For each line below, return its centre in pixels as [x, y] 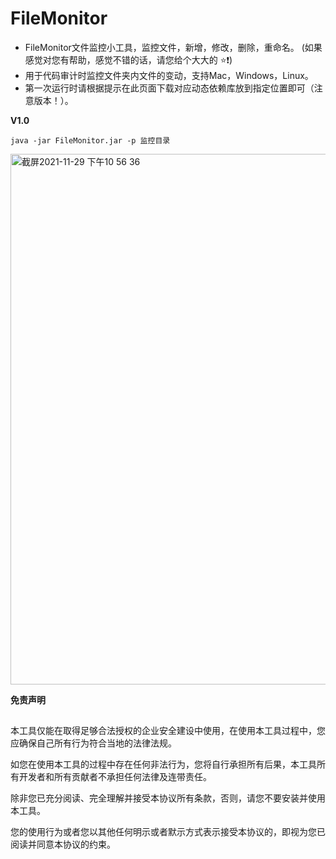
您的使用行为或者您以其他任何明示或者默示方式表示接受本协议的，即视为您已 [168, 832]
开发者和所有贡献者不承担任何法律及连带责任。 [115, 777]
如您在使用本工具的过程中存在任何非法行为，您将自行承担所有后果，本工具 [163, 764]
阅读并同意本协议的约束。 [63, 844]
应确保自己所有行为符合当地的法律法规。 [93, 743]
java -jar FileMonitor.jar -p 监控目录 [90, 140]
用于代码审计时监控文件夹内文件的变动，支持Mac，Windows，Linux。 [169, 75]
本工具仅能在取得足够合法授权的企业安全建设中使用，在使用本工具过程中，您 [168, 731]
